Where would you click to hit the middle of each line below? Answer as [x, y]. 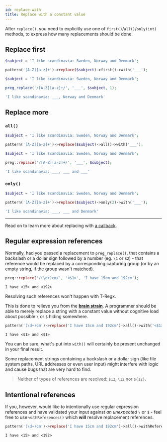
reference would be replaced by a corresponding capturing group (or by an [82, 264]
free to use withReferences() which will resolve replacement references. [80, 417]
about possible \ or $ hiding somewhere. [47, 317]
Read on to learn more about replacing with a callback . [61, 225]
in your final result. [24, 349]
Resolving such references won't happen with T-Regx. [61, 296]
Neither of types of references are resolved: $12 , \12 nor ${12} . [82, 379]
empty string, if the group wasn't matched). [50, 269]
